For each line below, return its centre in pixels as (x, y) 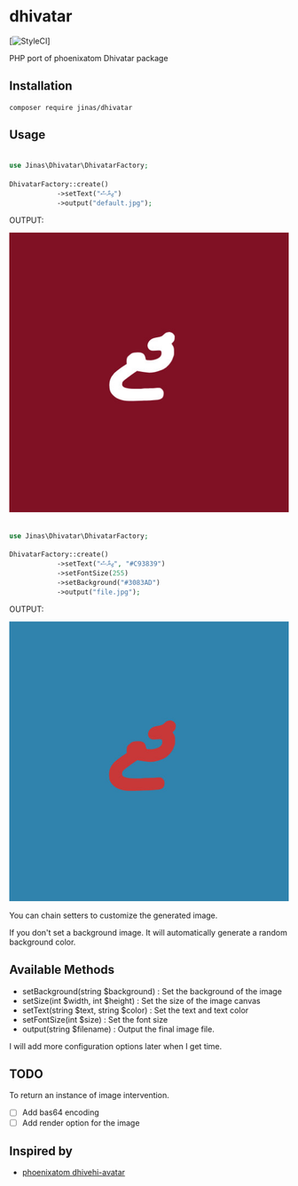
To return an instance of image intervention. (90, 1095)
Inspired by (41, 1151)
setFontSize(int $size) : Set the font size (95, 1019)
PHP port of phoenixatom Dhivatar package (89, 58)
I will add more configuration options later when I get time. (116, 1046)
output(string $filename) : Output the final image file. (118, 1029)
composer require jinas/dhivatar (71, 107)
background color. (43, 942)
